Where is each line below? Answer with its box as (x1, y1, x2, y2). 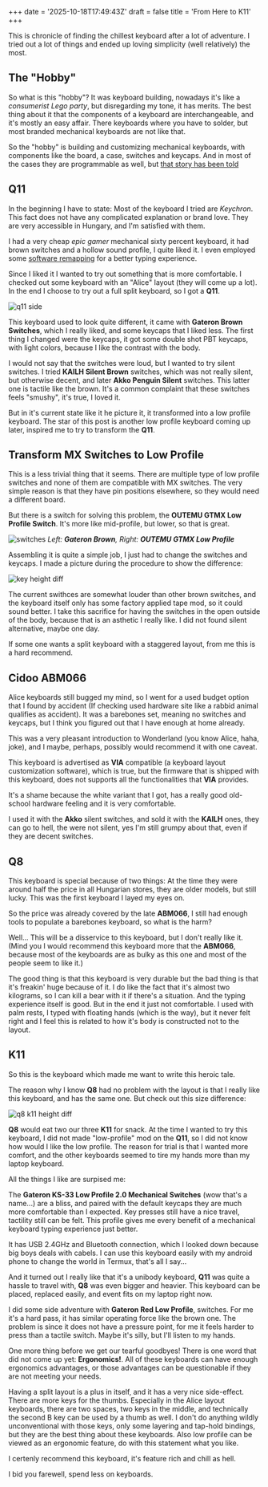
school (8, 798, 30, 809)
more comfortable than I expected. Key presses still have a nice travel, (8, 1207, 240, 1217)
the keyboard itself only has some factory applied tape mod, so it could (8, 598, 243, 608)
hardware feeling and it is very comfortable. (31, 798, 176, 809)
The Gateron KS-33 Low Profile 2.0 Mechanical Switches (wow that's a (8, 1189, 248, 1199)
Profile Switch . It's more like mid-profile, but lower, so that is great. (8, 519, 230, 529)
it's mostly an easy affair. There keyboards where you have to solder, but (8, 118, 248, 128)
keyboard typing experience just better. (8, 1224, 138, 1233)
